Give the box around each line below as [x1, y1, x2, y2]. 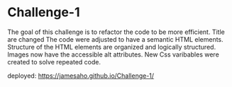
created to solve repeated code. [7, 57, 101, 66]
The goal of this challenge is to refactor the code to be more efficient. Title [7, 28, 225, 36]
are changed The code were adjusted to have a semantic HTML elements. [7, 35, 223, 43]
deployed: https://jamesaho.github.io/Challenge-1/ [7, 71, 155, 80]
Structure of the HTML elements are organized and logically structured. [7, 42, 216, 51]
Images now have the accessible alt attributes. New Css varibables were [7, 50, 220, 59]
